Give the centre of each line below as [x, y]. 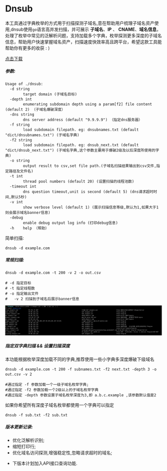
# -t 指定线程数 [20, 288]
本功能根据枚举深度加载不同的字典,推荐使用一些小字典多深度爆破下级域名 [80, 359]
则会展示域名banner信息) [28, 212]
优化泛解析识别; [28, 440]
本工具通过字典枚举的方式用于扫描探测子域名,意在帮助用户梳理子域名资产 [80, 23]
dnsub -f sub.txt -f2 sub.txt [37, 415]
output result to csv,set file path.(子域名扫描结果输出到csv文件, [90, 166]
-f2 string [21, 140]
